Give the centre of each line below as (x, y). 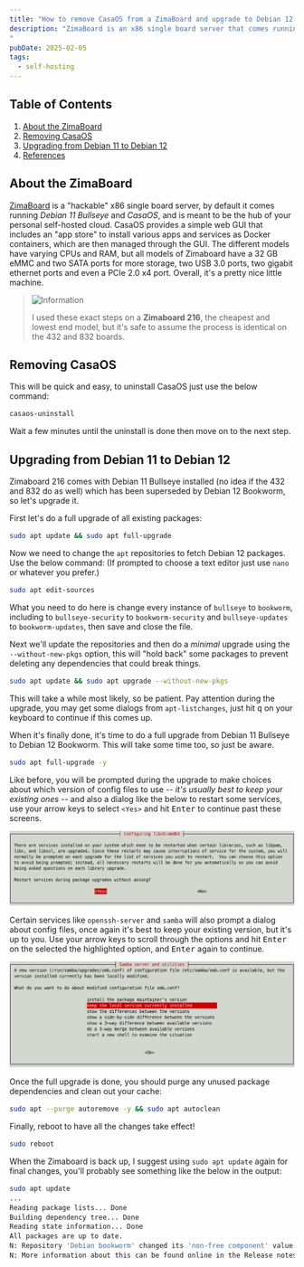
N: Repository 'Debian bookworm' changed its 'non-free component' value (152, 1246)
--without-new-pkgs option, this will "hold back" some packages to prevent (149, 653)
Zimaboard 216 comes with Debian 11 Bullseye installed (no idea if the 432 (147, 482)
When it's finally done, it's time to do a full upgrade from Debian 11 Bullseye (150, 735)
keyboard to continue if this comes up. (81, 717)
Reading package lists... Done (68, 1207)
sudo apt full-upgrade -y (58, 762)
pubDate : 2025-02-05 (48, 48)
